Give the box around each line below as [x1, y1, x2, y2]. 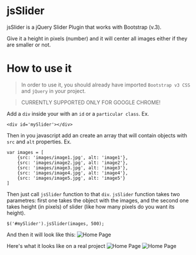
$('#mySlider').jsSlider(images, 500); [6, 220, 105, 227]
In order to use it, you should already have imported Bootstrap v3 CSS [21, 81, 191, 88]
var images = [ [6, 149, 44, 155]
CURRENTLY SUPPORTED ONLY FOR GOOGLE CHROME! [21, 99, 161, 106]
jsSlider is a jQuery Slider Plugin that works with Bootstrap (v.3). [6, 24, 162, 31]
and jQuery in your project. [21, 87, 86, 95]
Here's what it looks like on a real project [6, 242, 105, 249]
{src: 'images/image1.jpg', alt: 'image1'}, [17, 155, 128, 160]
